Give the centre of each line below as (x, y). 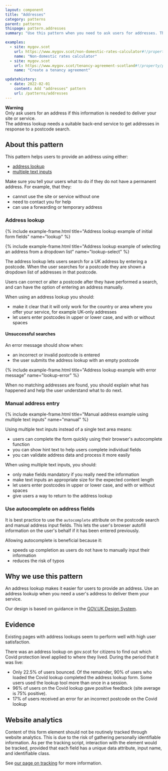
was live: (14, 663)
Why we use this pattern (44, 576)
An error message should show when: (44, 345)
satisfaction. (18, 642)
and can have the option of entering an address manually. (64, 287)
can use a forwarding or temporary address (57, 207)
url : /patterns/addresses (41, 93)
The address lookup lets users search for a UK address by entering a (76, 261)
